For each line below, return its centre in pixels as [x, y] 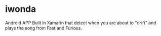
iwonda [20, 9]
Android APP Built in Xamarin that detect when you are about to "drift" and [81, 23]
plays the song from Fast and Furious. [44, 28]
